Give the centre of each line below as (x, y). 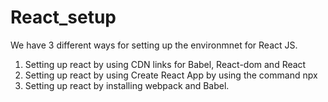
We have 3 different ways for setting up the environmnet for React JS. (154, 45)
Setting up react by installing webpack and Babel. (127, 85)
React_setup (63, 17)
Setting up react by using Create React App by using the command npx (171, 75)
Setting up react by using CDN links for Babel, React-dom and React (165, 64)
